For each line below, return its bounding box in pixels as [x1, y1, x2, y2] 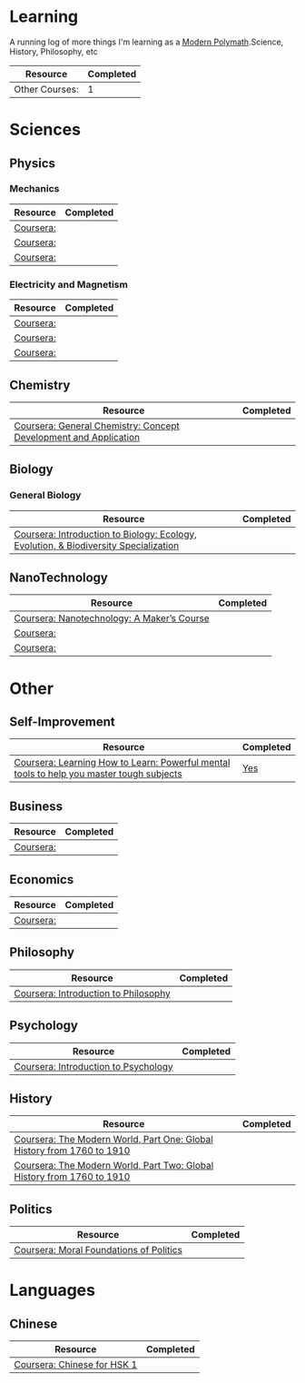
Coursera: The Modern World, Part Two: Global [14, 1160, 214, 1172]
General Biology [9, 489, 82, 501]
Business [9, 798, 64, 814]
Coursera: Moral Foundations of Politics [14, 1244, 183, 1257]
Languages [9, 1280, 95, 1300]
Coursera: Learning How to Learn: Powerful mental [14, 756, 231, 769]
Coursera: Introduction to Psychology [14, 1060, 174, 1072]
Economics [9, 872, 74, 887]
